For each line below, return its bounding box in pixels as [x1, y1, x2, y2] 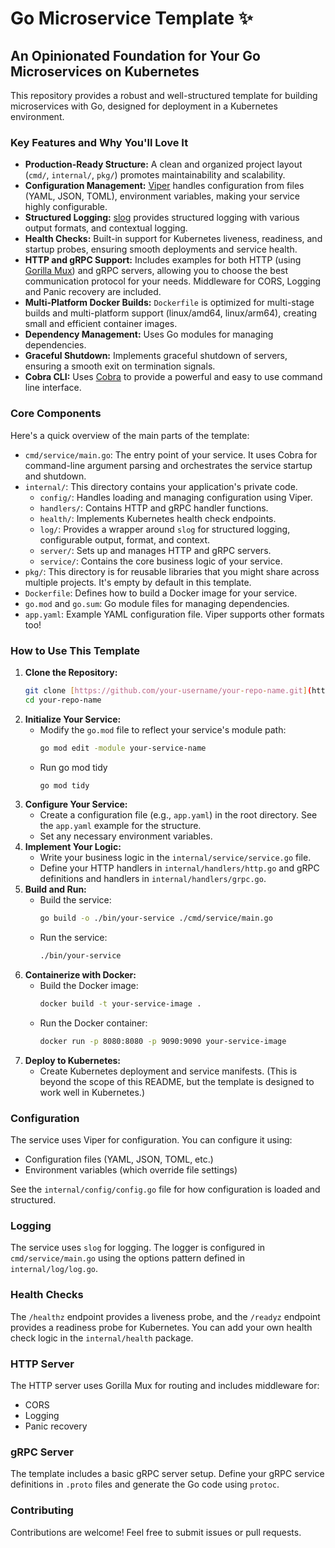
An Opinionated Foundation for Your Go [10, 47, 261, 64]
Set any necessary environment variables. [39, 830, 213, 842]
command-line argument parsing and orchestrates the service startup [24, 459, 313, 471]
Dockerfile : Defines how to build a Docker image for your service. [24, 587, 298, 599]
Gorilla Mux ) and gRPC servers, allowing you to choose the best [24, 265, 289, 277]
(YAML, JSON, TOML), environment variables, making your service [24, 190, 300, 202]
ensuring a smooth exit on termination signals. [24, 360, 216, 372]
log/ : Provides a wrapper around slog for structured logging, [39, 523, 291, 535]
